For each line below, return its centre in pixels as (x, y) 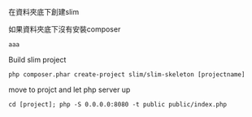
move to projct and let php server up (70, 89)
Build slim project (37, 60)
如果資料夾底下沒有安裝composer (65, 29)
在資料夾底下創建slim (44, 12)
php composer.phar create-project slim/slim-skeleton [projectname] (127, 75)
